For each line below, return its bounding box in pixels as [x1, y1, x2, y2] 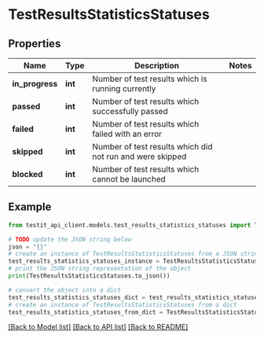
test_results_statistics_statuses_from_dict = [8, 308, 163, 316]
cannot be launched [92, 174, 167, 184]
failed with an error [92, 128, 163, 139]
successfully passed [92, 106, 168, 116]
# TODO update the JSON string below [8, 235, 132, 243]
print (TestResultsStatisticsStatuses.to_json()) [8, 272, 170, 280]
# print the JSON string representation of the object [8, 265, 192, 273]
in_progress [12, 79, 58, 89]
